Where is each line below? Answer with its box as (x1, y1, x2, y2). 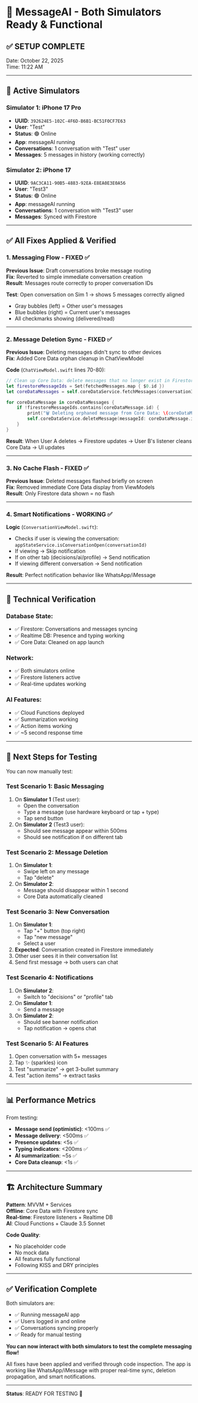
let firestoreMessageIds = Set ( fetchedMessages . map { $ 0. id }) (6, 383, 165, 389)
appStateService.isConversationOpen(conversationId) (14, 543, 147, 549)
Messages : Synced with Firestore (14, 213, 97, 220)
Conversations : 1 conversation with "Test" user (14, 145, 131, 152)
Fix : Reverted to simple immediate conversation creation (6, 273, 143, 280)
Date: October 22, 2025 (6, 57, 64, 64)
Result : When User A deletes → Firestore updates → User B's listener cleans (6, 437, 192, 445)
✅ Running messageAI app (14, 1311, 80, 1319)
